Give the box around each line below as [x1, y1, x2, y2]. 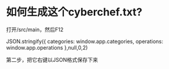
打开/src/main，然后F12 [6, 26, 64, 33]
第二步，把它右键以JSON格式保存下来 [6, 56, 99, 63]
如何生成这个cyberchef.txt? [6, 5, 143, 19]
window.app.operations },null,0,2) [6, 44, 88, 51]
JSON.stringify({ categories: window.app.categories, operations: [6, 38, 164, 45]
